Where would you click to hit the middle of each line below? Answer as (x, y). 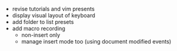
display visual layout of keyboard (54, 15)
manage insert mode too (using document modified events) (96, 41)
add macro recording (39, 28)
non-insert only (41, 35)
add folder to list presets (43, 22)
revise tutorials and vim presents (53, 9)
